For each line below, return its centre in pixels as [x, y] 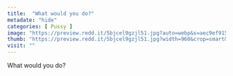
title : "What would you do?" [51, 13]
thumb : [17, 39]
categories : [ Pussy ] [40, 26]
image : [17, 33]
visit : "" [21, 46]
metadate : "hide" [32, 20]
